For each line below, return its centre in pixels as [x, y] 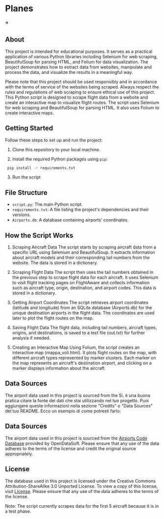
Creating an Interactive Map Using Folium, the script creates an [76, 347]
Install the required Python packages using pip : [60, 159]
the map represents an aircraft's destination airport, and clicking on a [82, 363]
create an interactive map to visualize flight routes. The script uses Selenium [82, 102]
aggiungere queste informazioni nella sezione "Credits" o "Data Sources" [79, 406]
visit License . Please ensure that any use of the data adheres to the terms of [82, 491]
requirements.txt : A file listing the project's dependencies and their [81, 210]
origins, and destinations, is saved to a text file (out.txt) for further [79, 333]
